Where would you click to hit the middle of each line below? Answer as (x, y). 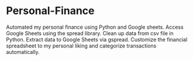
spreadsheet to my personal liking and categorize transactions (81, 46)
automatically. (23, 52)
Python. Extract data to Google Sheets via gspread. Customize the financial (97, 39)
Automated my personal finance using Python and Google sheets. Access (95, 27)
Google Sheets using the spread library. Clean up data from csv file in (90, 33)
